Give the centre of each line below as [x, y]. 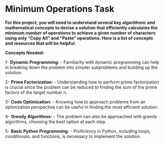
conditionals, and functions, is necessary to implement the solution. [73, 136]
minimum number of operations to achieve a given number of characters [80, 33]
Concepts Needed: [25, 53]
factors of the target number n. [36, 92]
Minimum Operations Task [60, 9]
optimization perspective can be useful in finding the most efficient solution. [82, 107]
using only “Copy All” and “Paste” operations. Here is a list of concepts [79, 38]
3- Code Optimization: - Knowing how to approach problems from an [75, 102]
